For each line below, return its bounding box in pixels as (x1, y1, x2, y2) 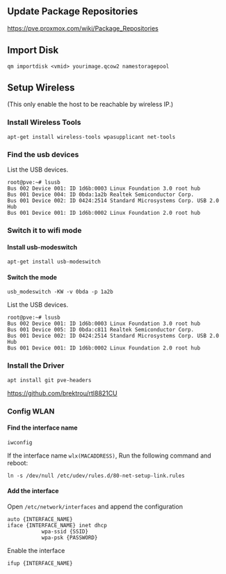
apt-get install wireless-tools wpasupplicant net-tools (7, 133, 176, 140)
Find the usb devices (7, 149, 79, 159)
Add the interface (7, 487, 59, 495)
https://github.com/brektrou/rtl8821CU (7, 388, 118, 397)
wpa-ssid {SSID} (41, 528, 89, 535)
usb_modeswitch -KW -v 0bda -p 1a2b (7, 289, 113, 296)
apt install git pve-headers (7, 377, 92, 384)
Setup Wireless (7, 82, 75, 93)
